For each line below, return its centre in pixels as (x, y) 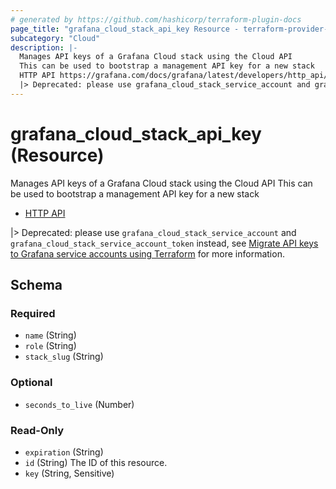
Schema (36, 285)
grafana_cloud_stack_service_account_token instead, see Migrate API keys (164, 243)
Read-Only (37, 430)
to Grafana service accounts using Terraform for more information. (147, 253)
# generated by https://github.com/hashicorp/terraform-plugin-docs (156, 19)
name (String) (50, 335)
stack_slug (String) (64, 357)
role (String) (50, 346)
